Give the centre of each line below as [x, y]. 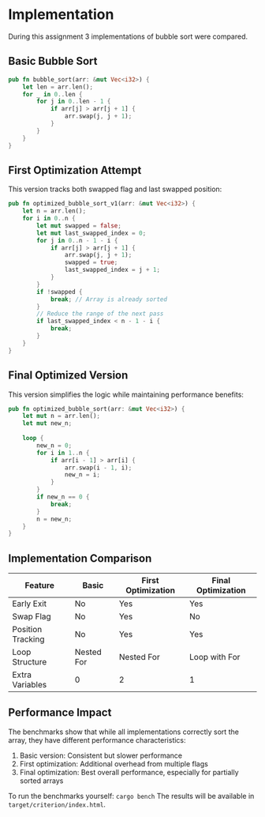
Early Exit [30, 604]
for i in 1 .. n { [63, 453]
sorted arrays [41, 781]
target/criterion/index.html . [57, 804]
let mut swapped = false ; [79, 226]
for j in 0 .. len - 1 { [74, 102]
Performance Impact [60, 713]
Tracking [28, 639]
